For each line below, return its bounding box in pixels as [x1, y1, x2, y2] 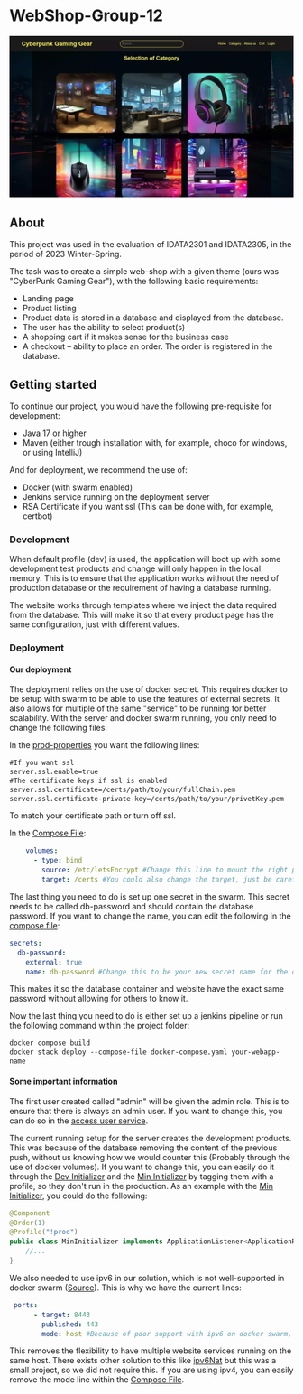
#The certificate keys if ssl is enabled [9, 777, 168, 786]
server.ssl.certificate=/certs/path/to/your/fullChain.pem [9, 786, 236, 795]
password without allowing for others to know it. [9, 993, 188, 1004]
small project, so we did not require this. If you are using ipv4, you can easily [9, 1364, 294, 1376]
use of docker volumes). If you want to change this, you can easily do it [9, 1161, 275, 1172]
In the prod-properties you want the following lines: [9, 740, 200, 751]
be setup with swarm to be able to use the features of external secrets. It [9, 694, 280, 705]
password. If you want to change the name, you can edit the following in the [9, 910, 291, 921]
